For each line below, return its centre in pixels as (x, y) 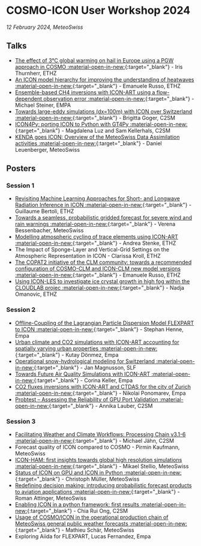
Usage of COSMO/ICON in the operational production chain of (91, 517)
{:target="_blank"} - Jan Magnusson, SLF (85, 367)
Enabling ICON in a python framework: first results (77, 505)
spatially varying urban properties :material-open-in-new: (86, 348)
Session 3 (21, 421)
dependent (28, 98)
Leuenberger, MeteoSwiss (47, 149)
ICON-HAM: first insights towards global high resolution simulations (98, 460)
